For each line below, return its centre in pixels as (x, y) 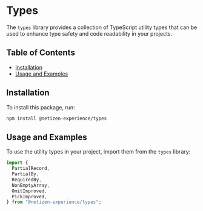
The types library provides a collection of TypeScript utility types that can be (102, 27)
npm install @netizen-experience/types (57, 118)
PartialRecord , (31, 169)
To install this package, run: (41, 107)
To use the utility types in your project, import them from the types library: (98, 152)
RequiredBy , (27, 180)
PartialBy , (25, 174)
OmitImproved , (29, 191)
